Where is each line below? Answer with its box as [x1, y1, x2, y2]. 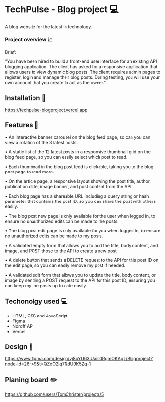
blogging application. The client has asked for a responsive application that [5, 64, 158, 70]
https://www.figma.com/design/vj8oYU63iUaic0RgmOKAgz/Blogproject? [5, 356, 153, 362]
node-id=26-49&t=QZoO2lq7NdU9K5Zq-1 [5, 361, 91, 367]
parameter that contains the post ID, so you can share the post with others [5, 198, 156, 204]
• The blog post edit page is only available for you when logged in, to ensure [5, 228, 161, 233]
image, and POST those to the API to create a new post [5, 248, 117, 254]
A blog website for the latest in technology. [5, 23, 92, 29]
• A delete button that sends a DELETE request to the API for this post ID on [5, 257, 159, 263]
